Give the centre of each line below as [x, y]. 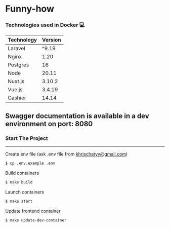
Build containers [22, 173]
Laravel [16, 49]
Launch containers [25, 192]
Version [52, 40]
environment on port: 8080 [49, 124]
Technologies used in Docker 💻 [45, 25]
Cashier [17, 98]
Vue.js [15, 90]
